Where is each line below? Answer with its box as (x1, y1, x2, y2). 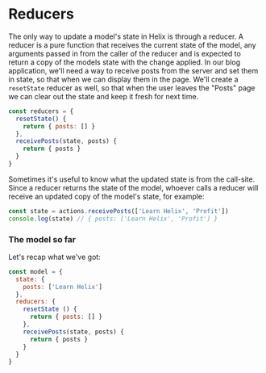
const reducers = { (8, 107, 74, 115)
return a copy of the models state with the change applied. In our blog (8, 57, 241, 67)
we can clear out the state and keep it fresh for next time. (8, 91, 199, 101)
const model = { (8, 267, 63, 275)
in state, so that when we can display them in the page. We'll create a (8, 74, 239, 84)
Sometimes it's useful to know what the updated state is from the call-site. (8, 174, 256, 184)
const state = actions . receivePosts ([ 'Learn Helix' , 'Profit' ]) (8, 207, 229, 215)
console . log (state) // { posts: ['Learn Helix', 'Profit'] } (8, 215, 218, 223)
